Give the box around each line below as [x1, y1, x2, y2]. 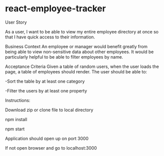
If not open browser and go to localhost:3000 [5, 145, 97, 151]
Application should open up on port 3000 [5, 135, 89, 141]
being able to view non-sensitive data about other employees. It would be [5, 49, 154, 55]
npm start [5, 126, 25, 132]
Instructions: [5, 97, 30, 103]
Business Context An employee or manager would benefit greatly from [5, 43, 148, 49]
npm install [5, 116, 27, 122]
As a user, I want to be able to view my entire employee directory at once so [5, 29, 159, 34]
